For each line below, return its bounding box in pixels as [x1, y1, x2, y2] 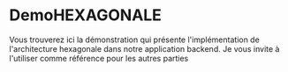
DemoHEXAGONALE [9, 5, 162, 25]
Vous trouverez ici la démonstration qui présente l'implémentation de [9, 34, 261, 45]
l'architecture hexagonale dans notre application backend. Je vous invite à [9, 43, 280, 54]
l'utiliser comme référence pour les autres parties [9, 53, 189, 63]
